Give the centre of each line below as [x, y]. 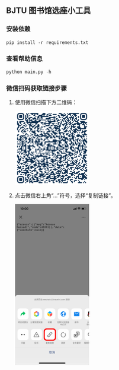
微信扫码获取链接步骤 [36, 88]
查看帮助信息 [25, 58]
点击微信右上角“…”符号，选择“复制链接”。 [65, 195]
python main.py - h [29, 72]
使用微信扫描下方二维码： [46, 102]
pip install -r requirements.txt [47, 42]
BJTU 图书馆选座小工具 [49, 11]
